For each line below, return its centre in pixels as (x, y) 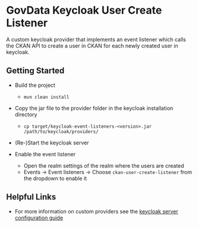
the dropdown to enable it (55, 178)
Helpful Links (31, 197)
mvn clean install (46, 97)
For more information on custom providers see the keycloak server (96, 211)
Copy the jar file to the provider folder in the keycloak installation (94, 108)
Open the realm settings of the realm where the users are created (104, 165)
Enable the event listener (45, 154)
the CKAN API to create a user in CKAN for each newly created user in (92, 46)
